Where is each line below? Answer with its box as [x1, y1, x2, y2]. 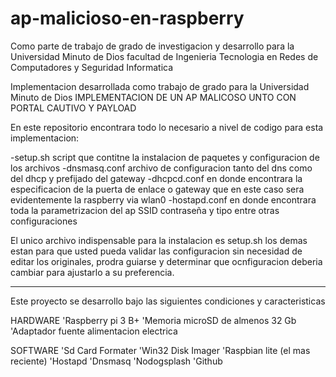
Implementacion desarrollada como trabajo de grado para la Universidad [10, 80, 310, 92]
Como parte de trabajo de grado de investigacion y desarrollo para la [10, 40, 295, 52]
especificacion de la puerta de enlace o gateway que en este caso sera [10, 183, 305, 195]
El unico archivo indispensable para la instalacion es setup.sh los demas [10, 234, 308, 246]
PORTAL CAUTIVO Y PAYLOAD [10, 102, 137, 114]
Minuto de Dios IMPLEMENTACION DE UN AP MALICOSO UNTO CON [10, 91, 297, 103]
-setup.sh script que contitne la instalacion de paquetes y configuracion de [10, 151, 320, 163]
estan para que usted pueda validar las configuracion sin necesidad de [10, 245, 303, 257]
